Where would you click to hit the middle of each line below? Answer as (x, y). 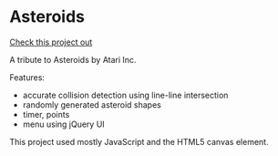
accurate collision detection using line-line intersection (125, 95)
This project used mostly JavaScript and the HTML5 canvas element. (139, 141)
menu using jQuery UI (63, 124)
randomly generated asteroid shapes (92, 104)
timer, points (46, 114)
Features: (27, 77)
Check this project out (51, 42)
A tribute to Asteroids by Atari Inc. (73, 59)
